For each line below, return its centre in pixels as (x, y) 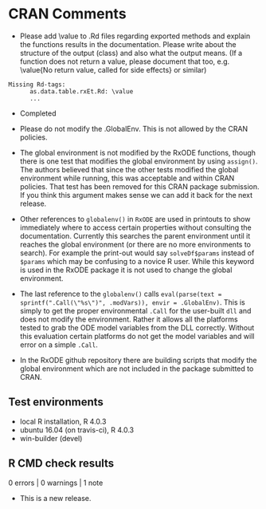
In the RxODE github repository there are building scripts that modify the (138, 360)
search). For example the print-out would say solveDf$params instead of (137, 253)
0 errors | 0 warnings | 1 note (56, 483)
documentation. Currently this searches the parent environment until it (135, 235)
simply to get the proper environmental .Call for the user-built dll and (135, 310)
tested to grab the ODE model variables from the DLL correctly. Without (137, 327)
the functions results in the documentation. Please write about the (128, 44)
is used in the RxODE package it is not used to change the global (126, 270)
